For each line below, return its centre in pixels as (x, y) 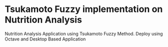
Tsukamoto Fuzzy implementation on (84, 9)
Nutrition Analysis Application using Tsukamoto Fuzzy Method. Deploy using (84, 33)
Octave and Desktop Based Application (45, 39)
